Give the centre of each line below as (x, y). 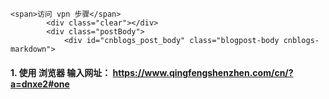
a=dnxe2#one (40, 84)
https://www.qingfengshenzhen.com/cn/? (203, 72)
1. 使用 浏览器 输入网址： (61, 72)
